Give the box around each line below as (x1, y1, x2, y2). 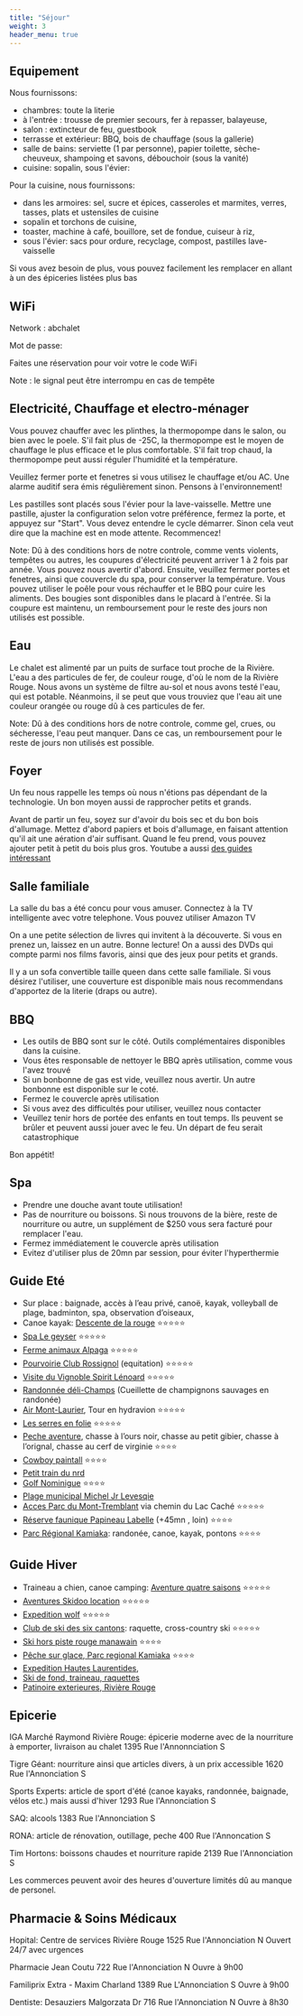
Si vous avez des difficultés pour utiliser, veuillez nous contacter (22, 1103, 262, 1114)
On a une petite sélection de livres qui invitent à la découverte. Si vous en (9, 930, 282, 941)
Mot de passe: (9, 340, 63, 350)
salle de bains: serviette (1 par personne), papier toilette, (22, 144, 233, 154)
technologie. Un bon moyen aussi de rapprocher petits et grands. (9, 796, 252, 808)
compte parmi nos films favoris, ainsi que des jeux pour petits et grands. (9, 949, 278, 960)
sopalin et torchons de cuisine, (22, 217, 137, 228)
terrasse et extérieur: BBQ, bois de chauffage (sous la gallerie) (22, 134, 254, 144)
